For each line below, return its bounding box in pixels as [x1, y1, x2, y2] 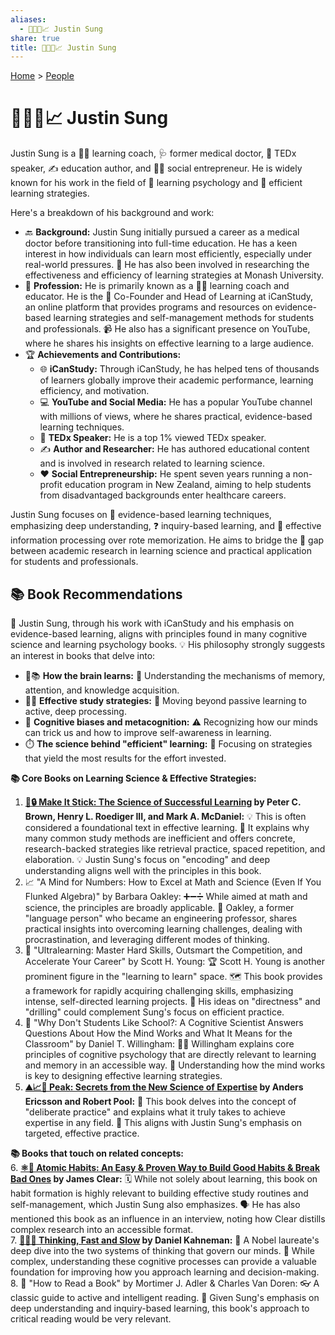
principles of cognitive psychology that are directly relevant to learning [24, 1049, 317, 1060]
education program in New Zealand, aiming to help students [64, 479, 312, 491]
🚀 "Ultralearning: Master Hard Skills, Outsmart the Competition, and [24, 944, 303, 956]
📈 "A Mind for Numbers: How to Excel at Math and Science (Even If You [24, 876, 322, 888]
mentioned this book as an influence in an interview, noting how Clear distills [10, 1213, 326, 1225]
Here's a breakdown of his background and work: [10, 207, 215, 219]
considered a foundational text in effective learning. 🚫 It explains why [24, 822, 310, 833]
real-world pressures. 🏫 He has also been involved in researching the [24, 259, 310, 271]
